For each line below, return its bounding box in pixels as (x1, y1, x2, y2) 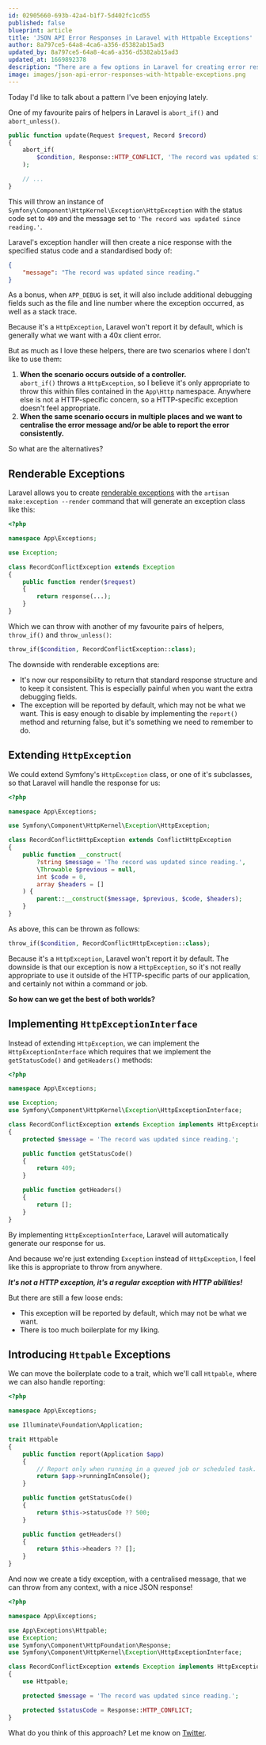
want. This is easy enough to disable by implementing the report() (19, 708, 238, 718)
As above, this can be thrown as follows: (8, 924, 140, 933)
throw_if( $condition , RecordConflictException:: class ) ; (8, 645, 196, 653)
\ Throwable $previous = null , (36, 865, 136, 874)
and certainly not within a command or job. (8, 979, 148, 989)
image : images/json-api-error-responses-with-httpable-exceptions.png (8, 70, 246, 78)
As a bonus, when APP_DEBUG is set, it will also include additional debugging (8, 290, 253, 299)
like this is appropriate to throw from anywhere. (8, 1262, 162, 1271)
